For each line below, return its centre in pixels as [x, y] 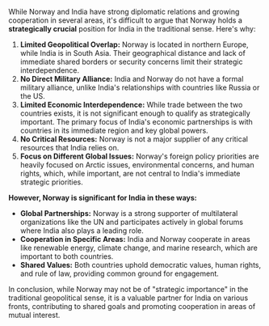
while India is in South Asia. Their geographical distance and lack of [133, 53]
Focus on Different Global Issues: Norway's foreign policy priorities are [140, 156]
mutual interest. [34, 315]
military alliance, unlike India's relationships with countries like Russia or [140, 87]
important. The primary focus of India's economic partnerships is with [136, 122]
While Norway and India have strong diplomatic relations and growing [124, 12]
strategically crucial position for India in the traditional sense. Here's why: [132, 29]
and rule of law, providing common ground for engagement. [120, 273]
